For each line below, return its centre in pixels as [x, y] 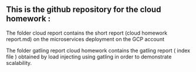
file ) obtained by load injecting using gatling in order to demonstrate [89, 56]
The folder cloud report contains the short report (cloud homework [87, 33]
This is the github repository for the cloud [84, 10]
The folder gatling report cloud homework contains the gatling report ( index [98, 50]
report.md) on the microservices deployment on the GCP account [85, 39]
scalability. [19, 63]
